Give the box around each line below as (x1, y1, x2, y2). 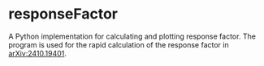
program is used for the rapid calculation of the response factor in (8, 39, 229, 49)
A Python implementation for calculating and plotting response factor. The (8, 31, 256, 41)
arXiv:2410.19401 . (8, 48, 67, 58)
